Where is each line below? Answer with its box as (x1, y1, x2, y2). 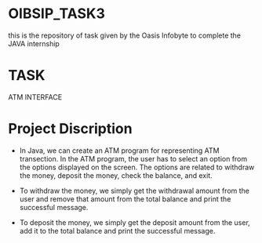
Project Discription (8, 120, 133, 138)
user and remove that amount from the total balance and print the (19, 194, 231, 204)
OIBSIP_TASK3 (8, 5, 106, 23)
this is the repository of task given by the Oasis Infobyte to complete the (8, 31, 242, 40)
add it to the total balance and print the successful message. (19, 226, 216, 235)
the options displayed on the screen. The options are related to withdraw (19, 162, 255, 172)
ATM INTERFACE (8, 92, 63, 102)
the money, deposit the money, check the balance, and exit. (19, 170, 213, 180)
